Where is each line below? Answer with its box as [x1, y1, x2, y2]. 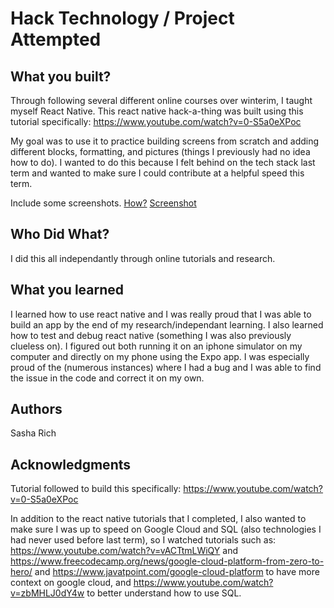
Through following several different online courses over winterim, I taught [10, 95, 313, 106]
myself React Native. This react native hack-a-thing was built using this [10, 105, 304, 117]
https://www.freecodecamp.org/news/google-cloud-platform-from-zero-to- [10, 555, 325, 567]
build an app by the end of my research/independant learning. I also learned [10, 318, 324, 331]
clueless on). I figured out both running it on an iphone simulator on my [10, 340, 303, 352]
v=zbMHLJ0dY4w [10, 587, 85, 599]
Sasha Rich [10, 427, 57, 439]
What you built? [10, 68, 112, 85]
